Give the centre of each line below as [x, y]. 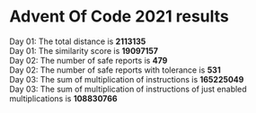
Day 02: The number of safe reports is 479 [88, 60]
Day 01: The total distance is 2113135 [78, 41]
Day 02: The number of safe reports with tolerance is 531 [115, 70]
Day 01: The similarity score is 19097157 [84, 50]
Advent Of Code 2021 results [119, 17]
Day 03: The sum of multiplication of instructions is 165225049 [127, 79]
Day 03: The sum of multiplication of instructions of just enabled [128, 89]
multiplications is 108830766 [64, 98]
